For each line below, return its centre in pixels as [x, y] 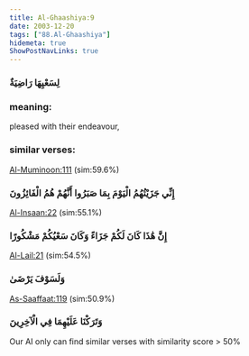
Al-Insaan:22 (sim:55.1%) [55, 212]
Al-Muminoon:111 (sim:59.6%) [65, 169]
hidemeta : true [38, 43]
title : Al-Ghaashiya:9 [52, 18]
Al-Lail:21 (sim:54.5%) [51, 256]
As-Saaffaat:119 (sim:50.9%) [62, 298]
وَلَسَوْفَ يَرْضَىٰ [37, 278]
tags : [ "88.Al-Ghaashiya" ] [60, 34]
